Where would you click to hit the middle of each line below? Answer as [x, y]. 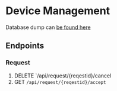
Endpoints [25, 46]
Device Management [58, 11]
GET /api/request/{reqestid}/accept [60, 82]
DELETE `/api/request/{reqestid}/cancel [63, 76]
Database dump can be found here [48, 27]
